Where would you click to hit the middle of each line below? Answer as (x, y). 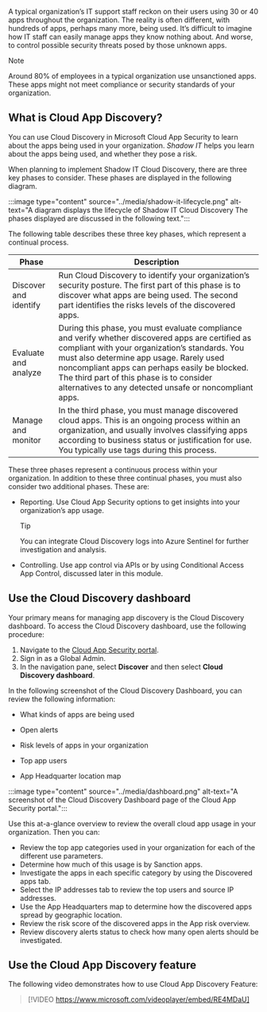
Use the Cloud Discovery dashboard (100, 599)
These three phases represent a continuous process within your (113, 469)
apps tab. (35, 881)
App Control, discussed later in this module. (91, 573)
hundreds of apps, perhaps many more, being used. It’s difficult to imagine (130, 28)
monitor (27, 440)
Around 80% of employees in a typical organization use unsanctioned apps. (132, 76)
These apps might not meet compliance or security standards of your (122, 84)
